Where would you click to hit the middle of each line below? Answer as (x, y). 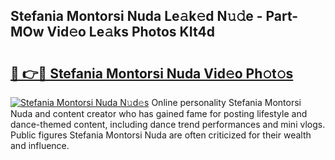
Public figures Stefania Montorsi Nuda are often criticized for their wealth (161, 135)
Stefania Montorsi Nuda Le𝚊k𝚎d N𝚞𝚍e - (136, 16)
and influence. (40, 145)
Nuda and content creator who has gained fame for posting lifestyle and (159, 113)
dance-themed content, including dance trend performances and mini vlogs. (168, 124)
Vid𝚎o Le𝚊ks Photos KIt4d (130, 32)
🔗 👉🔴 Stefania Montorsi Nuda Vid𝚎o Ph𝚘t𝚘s (152, 73)
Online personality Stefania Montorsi (226, 102)
